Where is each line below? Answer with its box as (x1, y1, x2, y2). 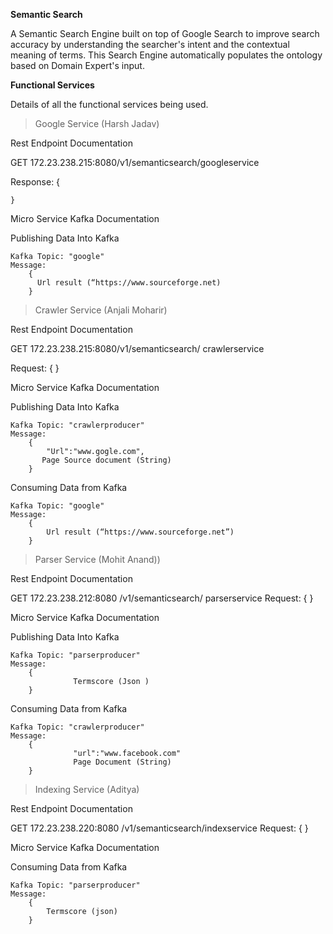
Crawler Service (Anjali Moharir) (34, 304, 168, 316)
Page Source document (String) (41, 455, 172, 465)
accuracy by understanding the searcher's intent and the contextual (10, 39, 290, 50)
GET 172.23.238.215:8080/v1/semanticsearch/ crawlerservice (10, 343, 265, 354)
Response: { (10, 176, 61, 188)
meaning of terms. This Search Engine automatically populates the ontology (10, 49, 323, 61)
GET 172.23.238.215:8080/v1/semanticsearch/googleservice (10, 157, 260, 168)
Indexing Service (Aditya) (34, 784, 140, 795)
